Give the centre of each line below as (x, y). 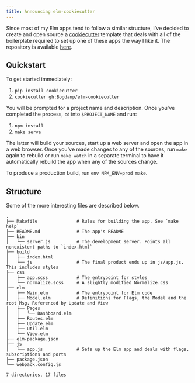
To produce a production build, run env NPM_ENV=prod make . (77, 173)
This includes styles (32, 268)
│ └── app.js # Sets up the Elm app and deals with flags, (98, 349)
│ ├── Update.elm (30, 324)
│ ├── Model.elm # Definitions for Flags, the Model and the (96, 298)
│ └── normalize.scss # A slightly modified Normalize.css (87, 283)
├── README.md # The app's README (65, 232)
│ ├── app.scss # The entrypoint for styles (77, 278)
